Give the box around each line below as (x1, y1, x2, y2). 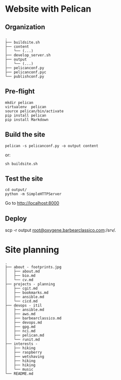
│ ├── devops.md (5, 320, 42, 325)
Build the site (5, 131, 45, 139)
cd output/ (5, 188, 27, 192)
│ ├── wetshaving (5, 354, 45, 359)
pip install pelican (5, 113, 47, 118)
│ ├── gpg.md (5, 324, 36, 329)
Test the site (5, 174, 44, 183)
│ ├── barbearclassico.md (5, 316, 62, 321)
